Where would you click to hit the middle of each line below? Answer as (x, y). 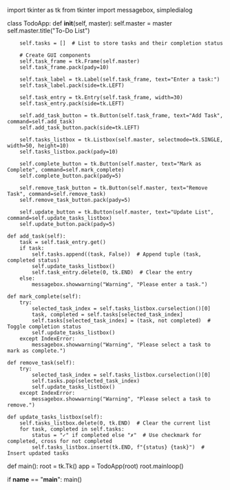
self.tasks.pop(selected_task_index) (86, 381)
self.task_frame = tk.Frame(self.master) (80, 61)
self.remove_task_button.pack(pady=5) (75, 200)
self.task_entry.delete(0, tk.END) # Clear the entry (112, 272)
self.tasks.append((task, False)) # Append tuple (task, (117, 254)
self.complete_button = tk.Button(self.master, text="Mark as (111, 164)
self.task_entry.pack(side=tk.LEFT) (72, 103)
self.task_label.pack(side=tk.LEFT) (72, 85)
